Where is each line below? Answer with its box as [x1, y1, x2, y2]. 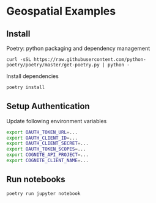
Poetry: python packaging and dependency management [6, 45, 150, 52]
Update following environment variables [6, 117, 107, 124]
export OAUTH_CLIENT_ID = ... [6, 135, 78, 141]
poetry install [6, 84, 45, 90]
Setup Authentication [6, 101, 90, 112]
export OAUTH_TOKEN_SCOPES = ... [6, 146, 86, 152]
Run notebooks [6, 174, 65, 185]
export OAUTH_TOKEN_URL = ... [6, 129, 78, 135]
